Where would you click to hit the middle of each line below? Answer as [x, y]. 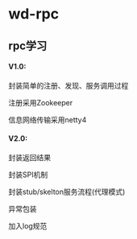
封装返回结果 [29, 157]
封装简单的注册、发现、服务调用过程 [68, 85]
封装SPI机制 [28, 175]
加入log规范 [28, 225]
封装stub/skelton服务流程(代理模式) [67, 192]
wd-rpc [33, 14]
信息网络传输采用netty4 [48, 119]
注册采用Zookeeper [41, 102]
